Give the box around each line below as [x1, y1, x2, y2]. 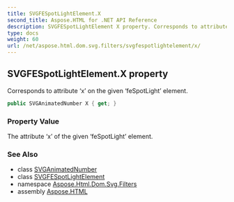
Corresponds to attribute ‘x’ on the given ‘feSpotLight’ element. [7, 86, 188, 94]
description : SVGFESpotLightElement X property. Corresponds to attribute [7, 23, 229, 30]
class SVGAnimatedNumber [17, 165, 97, 174]
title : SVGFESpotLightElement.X [7, 10, 101, 17]
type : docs [7, 29, 39, 37]
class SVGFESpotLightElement [17, 173, 105, 181]
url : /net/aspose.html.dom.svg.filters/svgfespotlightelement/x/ [7, 42, 201, 49]
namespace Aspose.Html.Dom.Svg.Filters [17, 180, 137, 188]
